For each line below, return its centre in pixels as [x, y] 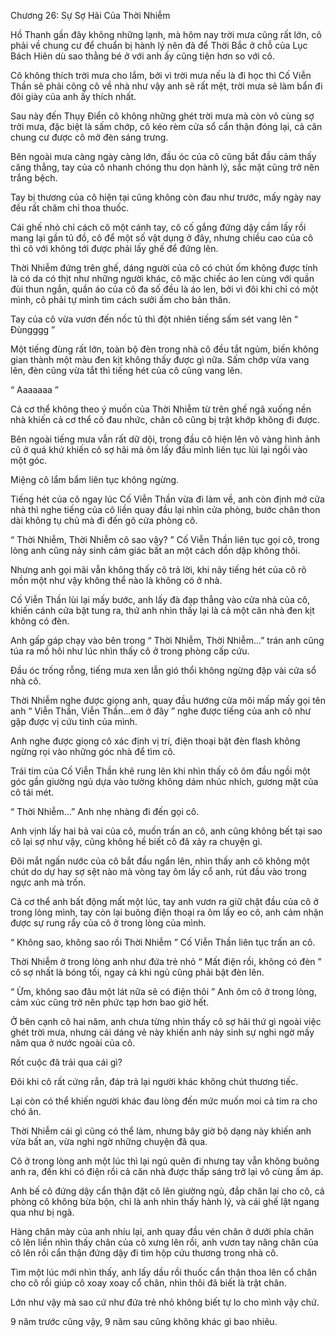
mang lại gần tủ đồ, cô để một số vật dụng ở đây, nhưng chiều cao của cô [162, 238]
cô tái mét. [32, 792]
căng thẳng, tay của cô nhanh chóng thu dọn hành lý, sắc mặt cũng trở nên [165, 167]
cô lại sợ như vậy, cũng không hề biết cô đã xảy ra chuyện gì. [136, 841]
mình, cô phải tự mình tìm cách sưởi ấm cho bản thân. [121, 299]
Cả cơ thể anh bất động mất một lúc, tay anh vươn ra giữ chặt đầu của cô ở [164, 901]
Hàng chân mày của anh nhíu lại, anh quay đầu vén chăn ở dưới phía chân [162, 1231]
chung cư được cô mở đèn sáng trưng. [89, 137]
